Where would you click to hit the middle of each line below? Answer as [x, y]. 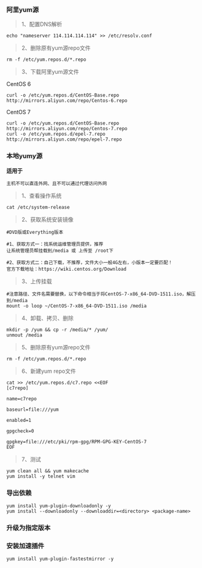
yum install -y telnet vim [41, 476]
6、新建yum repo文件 [49, 371]
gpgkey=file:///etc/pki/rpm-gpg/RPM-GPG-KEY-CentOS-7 [77, 442]
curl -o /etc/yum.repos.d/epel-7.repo [56, 134]
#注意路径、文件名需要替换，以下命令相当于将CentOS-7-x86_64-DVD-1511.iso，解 [99, 294]
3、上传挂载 [37, 281]
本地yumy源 [25, 156]
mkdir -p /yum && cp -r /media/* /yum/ [57, 330]
